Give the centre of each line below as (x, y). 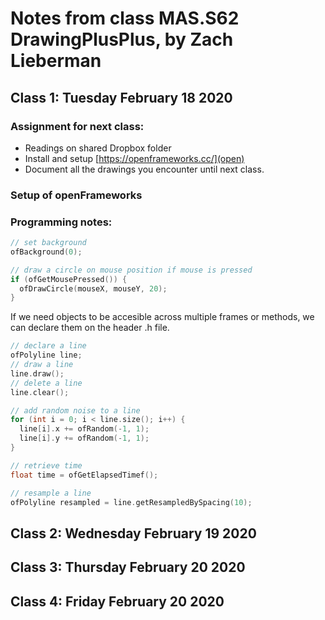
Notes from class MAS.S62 (125, 18)
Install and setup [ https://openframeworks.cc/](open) (134, 158)
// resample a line (51, 493)
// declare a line (48, 346)
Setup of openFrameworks (76, 195)
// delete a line (46, 383)
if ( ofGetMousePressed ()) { (69, 279)
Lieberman (56, 61)
